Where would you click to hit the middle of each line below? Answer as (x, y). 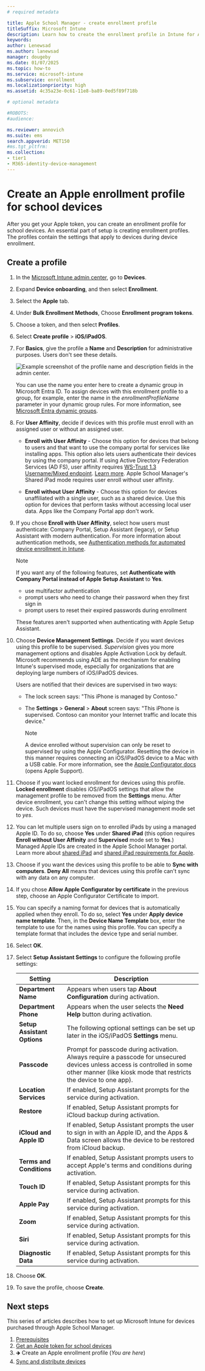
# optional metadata (33, 102)
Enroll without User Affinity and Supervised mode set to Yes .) (95, 840)
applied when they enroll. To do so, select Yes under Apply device (99, 914)
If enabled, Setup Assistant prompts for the (128, 1090)
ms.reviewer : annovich (36, 130)
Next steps (28, 1306)
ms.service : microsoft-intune (45, 74)
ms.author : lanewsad (33, 52)
